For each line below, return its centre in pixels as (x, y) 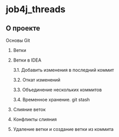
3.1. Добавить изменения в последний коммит (64, 70)
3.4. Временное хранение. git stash (51, 100)
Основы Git (18, 40)
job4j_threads (36, 9)
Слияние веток (29, 109)
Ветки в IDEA (27, 60)
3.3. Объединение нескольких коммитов (57, 90)
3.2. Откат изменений (37, 80)
